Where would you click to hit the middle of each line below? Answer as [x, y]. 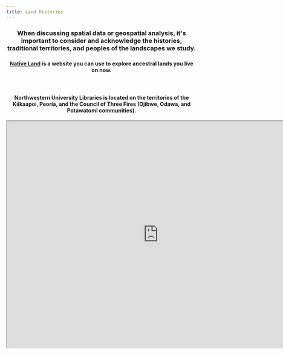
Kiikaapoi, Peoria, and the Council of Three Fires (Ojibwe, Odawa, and [102, 104]
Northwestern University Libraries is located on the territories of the [102, 97]
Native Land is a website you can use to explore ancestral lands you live [102, 64]
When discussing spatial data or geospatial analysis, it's [102, 33]
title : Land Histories [35, 12]
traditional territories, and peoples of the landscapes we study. [102, 48]
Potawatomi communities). [102, 110]
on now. [102, 70]
